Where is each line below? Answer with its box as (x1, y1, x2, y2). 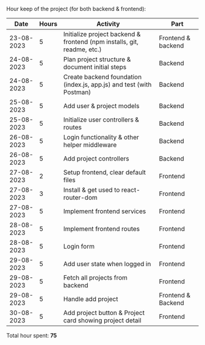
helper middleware (63, 140, 117, 149)
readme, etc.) (63, 45, 102, 54)
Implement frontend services (63, 207, 146, 216)
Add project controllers (63, 154, 129, 162)
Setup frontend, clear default (63, 168, 146, 176)
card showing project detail (63, 316, 142, 324)
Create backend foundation (63, 73, 142, 81)
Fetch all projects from (63, 274, 128, 281)
